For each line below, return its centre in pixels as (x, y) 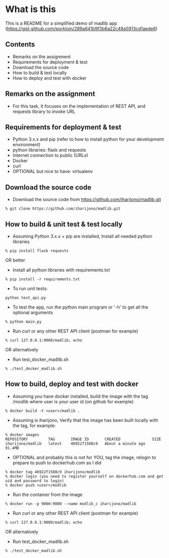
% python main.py (23, 322)
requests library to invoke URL (44, 111)
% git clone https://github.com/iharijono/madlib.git (63, 209)
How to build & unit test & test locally (64, 224)
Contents (20, 45)
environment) (26, 145)
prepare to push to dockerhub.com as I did (57, 463)
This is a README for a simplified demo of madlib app (61, 23)
